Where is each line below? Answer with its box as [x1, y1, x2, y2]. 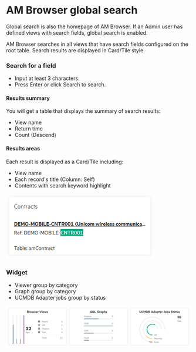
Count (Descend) [14, 132, 57, 139]
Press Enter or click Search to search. [14, 81, 106, 88]
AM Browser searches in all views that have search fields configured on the [6, 41, 189, 48]
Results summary [6, 95, 50, 102]
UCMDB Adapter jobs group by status [14, 294, 106, 301]
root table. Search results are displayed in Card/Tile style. [6, 46, 145, 53]
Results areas [6, 145, 40, 152]
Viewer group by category [14, 281, 78, 289]
